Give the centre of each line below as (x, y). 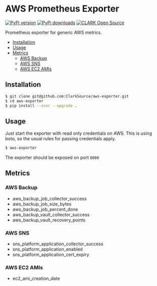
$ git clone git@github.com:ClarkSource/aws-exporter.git (67, 96)
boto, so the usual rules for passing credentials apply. (61, 139)
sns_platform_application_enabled (47, 249)
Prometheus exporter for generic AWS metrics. (54, 32)
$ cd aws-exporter (24, 101)
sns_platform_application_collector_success (58, 244)
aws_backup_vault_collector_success (51, 215)
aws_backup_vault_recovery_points (49, 220)
